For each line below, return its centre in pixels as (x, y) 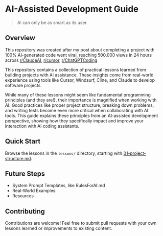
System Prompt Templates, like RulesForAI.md (58, 186)
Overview (20, 38)
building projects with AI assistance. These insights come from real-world (79, 75)
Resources (23, 196)
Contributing (25, 211)
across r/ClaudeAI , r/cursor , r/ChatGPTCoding (51, 60)
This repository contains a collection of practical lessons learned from (76, 70)
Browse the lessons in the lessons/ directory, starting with (64, 153)
